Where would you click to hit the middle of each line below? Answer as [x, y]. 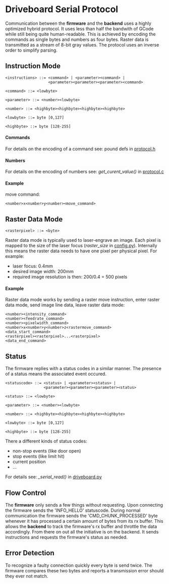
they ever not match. [27, 576]
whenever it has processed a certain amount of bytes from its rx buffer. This [84, 521]
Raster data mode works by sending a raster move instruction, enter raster [82, 300]
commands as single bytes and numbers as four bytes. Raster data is [77, 39]
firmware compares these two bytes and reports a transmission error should [84, 570]
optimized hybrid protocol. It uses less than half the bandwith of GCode [79, 28]
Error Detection [30, 553]
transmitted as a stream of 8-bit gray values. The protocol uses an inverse [82, 44]
